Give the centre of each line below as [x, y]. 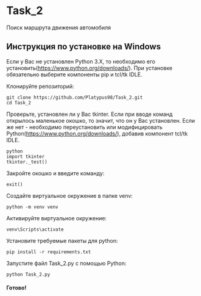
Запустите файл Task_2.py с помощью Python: [66, 263]
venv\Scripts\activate [35, 229]
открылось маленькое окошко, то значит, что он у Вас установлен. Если [101, 120]
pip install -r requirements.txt [49, 252]
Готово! [16, 288]
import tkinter [26, 156]
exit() [15, 184]
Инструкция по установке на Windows [84, 47]
